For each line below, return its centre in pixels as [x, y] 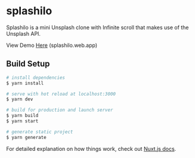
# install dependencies [36, 78]
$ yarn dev [20, 99]
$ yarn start [22, 121]
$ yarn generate [26, 137]
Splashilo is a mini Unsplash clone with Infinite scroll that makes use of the [97, 27]
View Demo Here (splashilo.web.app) [52, 45]
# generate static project [40, 132]
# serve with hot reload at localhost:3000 [61, 94]
